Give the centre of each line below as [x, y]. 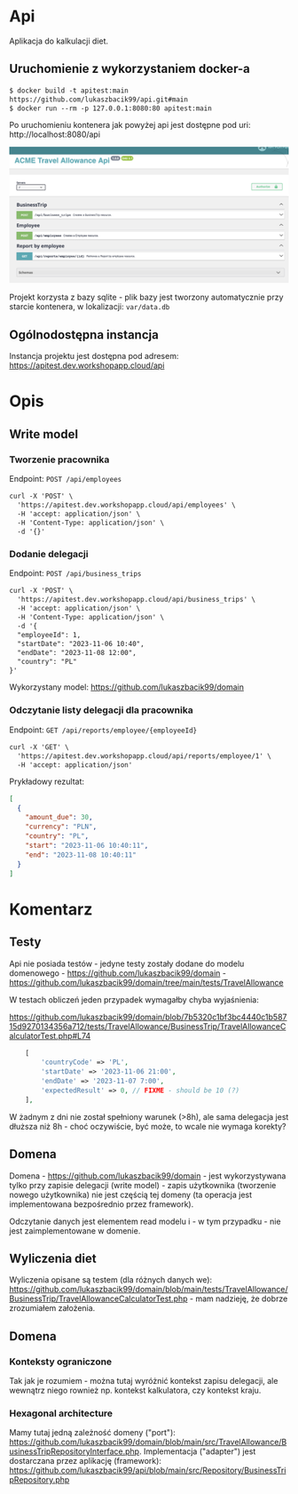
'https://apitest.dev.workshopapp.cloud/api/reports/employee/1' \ [145, 756]
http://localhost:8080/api [55, 134]
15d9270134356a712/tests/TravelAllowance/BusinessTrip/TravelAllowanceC [148, 1026]
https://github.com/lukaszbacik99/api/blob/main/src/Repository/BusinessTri [148, 1470]
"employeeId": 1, [49, 635]
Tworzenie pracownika [59, 459]
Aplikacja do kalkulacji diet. [59, 41]
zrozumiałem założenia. [52, 1308]
